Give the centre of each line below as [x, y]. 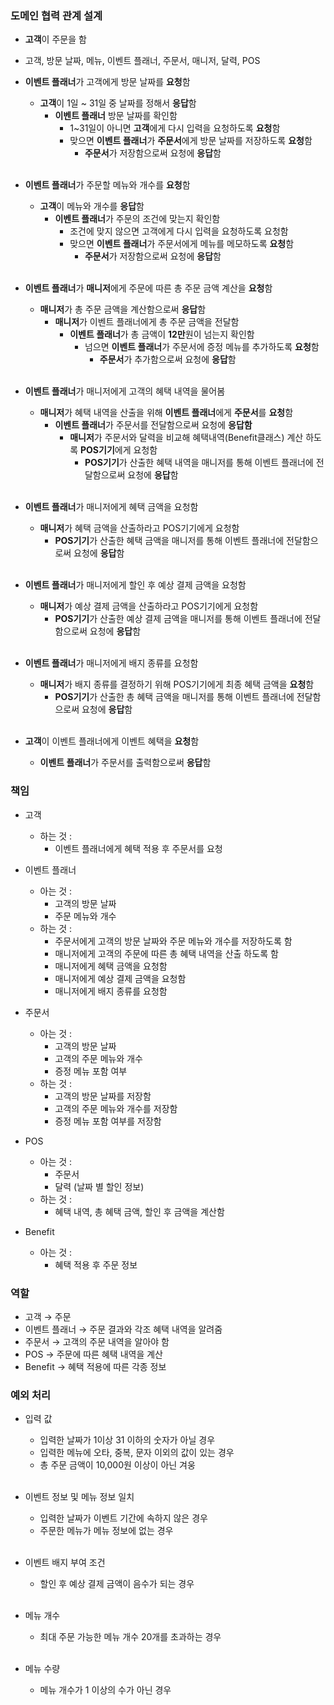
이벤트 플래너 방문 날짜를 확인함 [116, 116]
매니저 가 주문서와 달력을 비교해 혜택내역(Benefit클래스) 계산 [186, 438]
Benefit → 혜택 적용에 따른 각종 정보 [95, 1366]
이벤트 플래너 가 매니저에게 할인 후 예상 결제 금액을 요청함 [135, 585]
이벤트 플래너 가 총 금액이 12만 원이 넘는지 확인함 [162, 334]
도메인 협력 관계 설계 [56, 15]
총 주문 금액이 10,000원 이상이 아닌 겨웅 [117, 1465]
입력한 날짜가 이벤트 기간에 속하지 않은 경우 [123, 1518]
